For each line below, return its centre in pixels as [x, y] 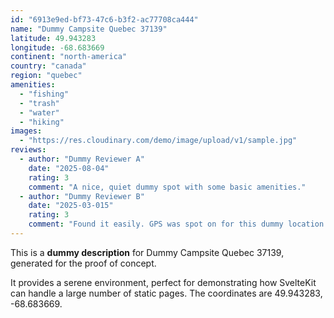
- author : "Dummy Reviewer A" [82, 159]
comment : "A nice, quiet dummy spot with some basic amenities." [167, 187]
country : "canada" [48, 66]
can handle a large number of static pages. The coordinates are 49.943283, [166, 293]
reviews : [28, 150]
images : [26, 131]
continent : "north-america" [69, 57]
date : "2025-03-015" [71, 206]
